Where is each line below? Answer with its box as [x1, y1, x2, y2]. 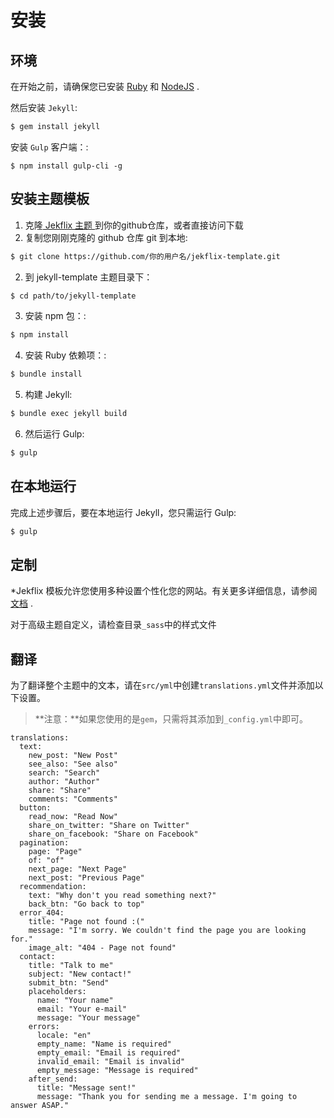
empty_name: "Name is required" [36, 1039, 172, 1050]
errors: [28, 1022, 60, 1032]
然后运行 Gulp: [24, 428, 85, 440]
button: [19, 803, 52, 813]
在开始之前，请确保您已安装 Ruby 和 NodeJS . [10, 81, 200, 92]
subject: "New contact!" [28, 969, 132, 980]
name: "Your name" [36, 996, 114, 1006]
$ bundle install [10, 369, 83, 380]
